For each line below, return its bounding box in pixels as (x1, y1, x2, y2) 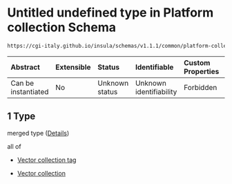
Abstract (10, 62, 40, 72)
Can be (10, 78, 35, 88)
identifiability (135, 86, 177, 96)
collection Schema (7, 19, 116, 35)
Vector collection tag (17, 156, 77, 164)
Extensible (55, 62, 91, 72)
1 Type (7, 111, 36, 122)
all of (7, 142, 22, 150)
